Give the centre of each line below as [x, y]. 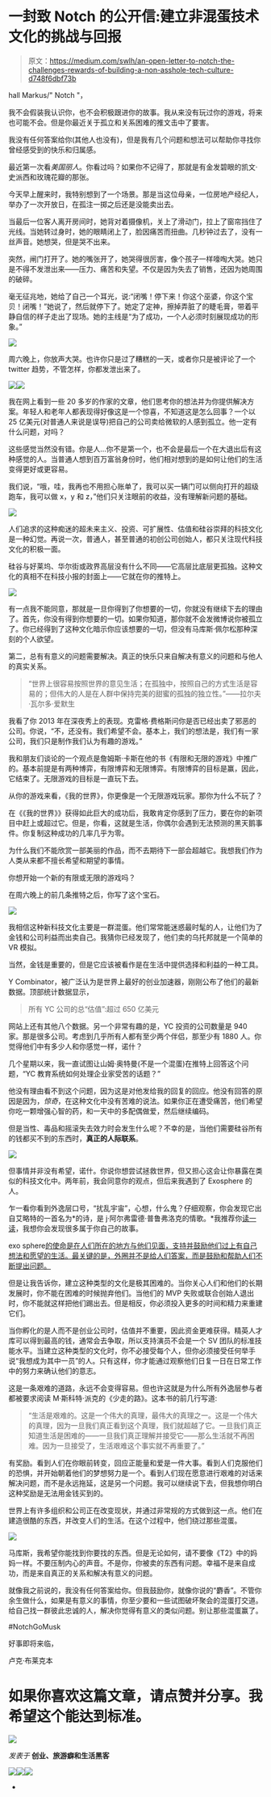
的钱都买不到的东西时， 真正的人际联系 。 [75, 1138]
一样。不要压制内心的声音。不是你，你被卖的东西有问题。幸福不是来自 [131, 1562]
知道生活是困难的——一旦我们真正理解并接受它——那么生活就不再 [138, 1435]
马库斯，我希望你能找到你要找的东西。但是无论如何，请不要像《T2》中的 [129, 1553]
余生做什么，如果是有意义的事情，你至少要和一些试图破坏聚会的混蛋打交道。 [135, 1600]
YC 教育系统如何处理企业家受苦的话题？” [93, 1073]
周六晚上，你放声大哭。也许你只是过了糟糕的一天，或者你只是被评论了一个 [132, 359]
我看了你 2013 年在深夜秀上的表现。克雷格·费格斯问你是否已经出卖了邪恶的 [132, 721]
